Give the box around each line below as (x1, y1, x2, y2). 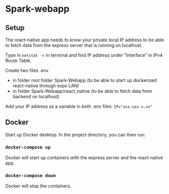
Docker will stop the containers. (5, 183, 72, 189)
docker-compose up (5, 144, 51, 150)
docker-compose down (5, 173, 56, 179)
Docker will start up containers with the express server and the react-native (5, 155, 163, 161)
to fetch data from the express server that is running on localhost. (5, 42, 143, 48)
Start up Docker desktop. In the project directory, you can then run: (5, 131, 146, 137)
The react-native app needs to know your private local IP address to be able (5, 37, 164, 43)
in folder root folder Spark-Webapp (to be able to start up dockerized (12, 77, 157, 83)
